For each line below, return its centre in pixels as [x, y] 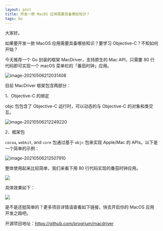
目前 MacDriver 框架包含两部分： [38, 86]
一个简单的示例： [22, 148]
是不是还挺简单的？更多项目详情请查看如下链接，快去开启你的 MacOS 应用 [80, 207]
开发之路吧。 [18, 213]
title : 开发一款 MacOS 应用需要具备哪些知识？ [47, 14]
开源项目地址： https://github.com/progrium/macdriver [59, 224]
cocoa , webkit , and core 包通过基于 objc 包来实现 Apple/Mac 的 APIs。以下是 [81, 142]
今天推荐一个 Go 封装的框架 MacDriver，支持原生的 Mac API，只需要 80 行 [80, 60]
